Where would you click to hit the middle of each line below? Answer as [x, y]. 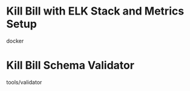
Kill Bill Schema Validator [70, 66]
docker [15, 41]
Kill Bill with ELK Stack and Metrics [95, 11]
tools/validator [24, 82]
